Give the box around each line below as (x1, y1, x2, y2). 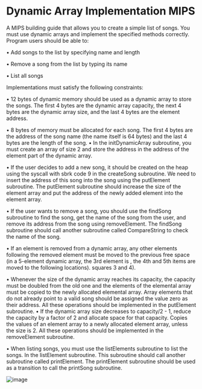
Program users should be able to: (6, 37, 89, 44)
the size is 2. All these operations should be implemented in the (6, 327, 164, 334)
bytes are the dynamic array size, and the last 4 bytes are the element (6, 108, 180, 115)
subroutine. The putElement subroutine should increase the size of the (6, 183, 181, 190)
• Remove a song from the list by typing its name (6, 60, 128, 68)
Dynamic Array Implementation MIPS (6, 4, 195, 18)
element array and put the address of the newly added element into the (6, 189, 183, 197)
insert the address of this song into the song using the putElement (6, 176, 171, 183)
